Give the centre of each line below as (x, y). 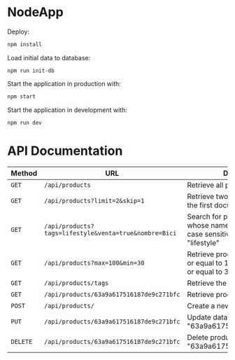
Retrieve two (208, 196)
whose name (208, 225)
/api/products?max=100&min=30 (94, 263)
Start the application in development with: (67, 110)
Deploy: (19, 32)
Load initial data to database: (49, 57)
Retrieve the (207, 283)
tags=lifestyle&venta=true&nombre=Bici (111, 233)
